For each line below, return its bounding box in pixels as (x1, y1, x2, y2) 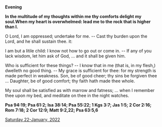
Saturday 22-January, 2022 (5, 117, 61, 122)
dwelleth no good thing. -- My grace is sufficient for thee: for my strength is (5, 68, 156, 73)
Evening (5, 4, 22, 10)
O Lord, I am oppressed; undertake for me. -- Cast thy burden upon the (5, 34, 147, 39)
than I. (5, 24, 18, 30)
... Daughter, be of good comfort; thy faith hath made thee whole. (5, 78, 135, 84)
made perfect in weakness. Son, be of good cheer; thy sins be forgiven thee (5, 73, 157, 78)
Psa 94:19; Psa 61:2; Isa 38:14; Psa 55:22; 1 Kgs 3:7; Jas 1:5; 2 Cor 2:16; (5, 102, 152, 108)
